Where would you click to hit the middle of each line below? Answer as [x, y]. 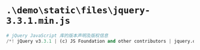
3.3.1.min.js [38, 21]
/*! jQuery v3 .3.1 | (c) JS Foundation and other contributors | [89, 41]
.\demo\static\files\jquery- [78, 10]
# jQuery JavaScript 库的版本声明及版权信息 [57, 35]
